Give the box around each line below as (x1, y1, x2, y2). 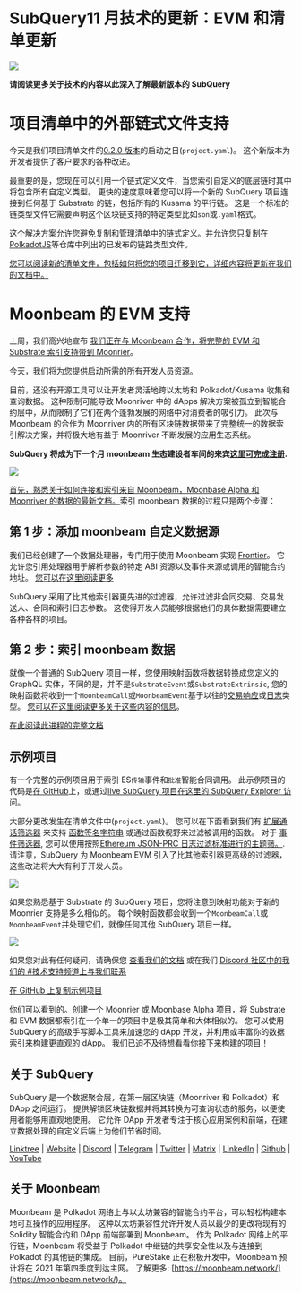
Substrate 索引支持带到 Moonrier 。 (9, 346, 139, 357)
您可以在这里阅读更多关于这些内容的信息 (26, 701, 176, 712)
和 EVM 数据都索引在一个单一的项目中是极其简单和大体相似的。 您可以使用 (9, 1015, 285, 1026)
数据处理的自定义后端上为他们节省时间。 (16, 1125, 167, 1136)
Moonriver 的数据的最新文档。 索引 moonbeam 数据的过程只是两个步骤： (9, 495, 276, 506)
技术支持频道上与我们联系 (31, 966, 127, 977)
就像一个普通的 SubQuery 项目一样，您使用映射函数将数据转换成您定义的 (9, 668, 279, 678)
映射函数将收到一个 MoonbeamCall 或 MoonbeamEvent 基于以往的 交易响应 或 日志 (9, 690, 282, 701)
